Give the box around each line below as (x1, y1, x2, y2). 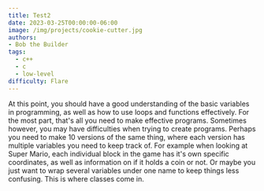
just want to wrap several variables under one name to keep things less (8, 166, 240, 175)
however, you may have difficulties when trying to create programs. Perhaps (8, 123, 256, 134)
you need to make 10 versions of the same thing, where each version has (8, 132, 246, 141)
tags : (8, 48, 26, 56)
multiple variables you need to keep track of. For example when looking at (8, 141, 248, 150)
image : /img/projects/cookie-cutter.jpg (8, 26, 143, 34)
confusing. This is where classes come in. (8, 174, 144, 183)
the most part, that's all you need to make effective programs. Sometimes (8, 116, 247, 125)
